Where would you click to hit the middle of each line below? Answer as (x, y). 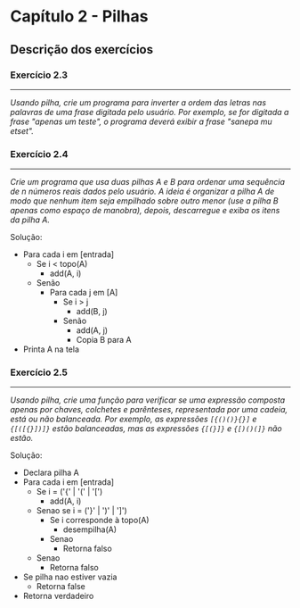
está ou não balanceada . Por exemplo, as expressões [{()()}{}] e (134, 419)
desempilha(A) (90, 529)
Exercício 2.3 (39, 75)
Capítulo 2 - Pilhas (79, 17)
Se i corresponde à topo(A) (99, 521)
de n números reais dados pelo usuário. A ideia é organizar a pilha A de (142, 192)
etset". (22, 130)
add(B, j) (92, 312)
